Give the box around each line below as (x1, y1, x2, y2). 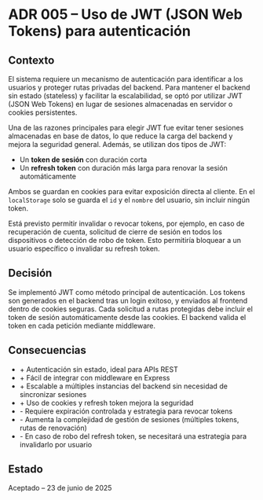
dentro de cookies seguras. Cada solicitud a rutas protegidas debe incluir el (8, 304, 254, 314)
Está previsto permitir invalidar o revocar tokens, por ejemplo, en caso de (8, 219, 245, 228)
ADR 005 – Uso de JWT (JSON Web (8, 6, 243, 24)
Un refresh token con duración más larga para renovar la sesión (19, 164, 228, 172)
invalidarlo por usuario (19, 439, 93, 449)
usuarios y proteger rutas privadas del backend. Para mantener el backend (8, 83, 250, 92)
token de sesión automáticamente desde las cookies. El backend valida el (8, 312, 247, 322)
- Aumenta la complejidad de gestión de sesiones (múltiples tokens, (19, 414, 239, 424)
